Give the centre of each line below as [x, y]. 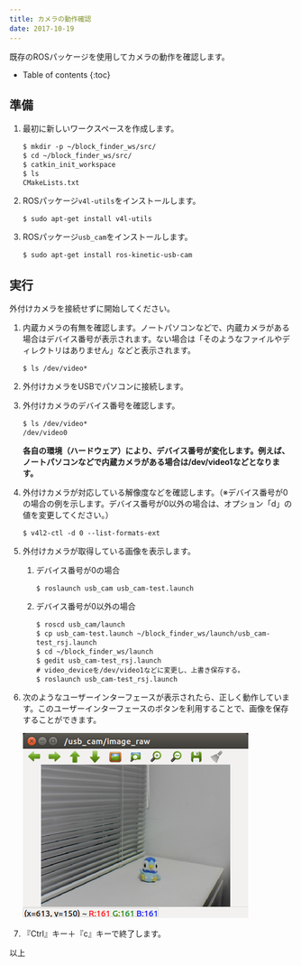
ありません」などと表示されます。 [132, 350]
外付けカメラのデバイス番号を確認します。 [101, 405]
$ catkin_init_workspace [69, 165]
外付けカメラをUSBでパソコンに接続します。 [105, 386]
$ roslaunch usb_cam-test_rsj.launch [107, 680]
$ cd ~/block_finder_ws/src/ [77, 156]
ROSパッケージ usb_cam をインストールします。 [107, 237]
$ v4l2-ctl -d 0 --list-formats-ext [91, 534]
